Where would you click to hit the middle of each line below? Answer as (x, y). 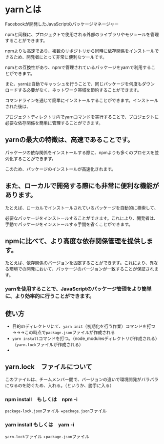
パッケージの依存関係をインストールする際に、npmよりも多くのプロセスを (80, 152)
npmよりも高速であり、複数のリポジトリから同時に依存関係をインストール (80, 51)
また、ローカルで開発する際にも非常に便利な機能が (82, 186)
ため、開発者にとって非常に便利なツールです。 (60, 57)
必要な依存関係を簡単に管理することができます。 (54, 123)
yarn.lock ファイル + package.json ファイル (47, 436)
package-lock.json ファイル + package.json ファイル (56, 411)
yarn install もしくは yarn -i (40, 425)
